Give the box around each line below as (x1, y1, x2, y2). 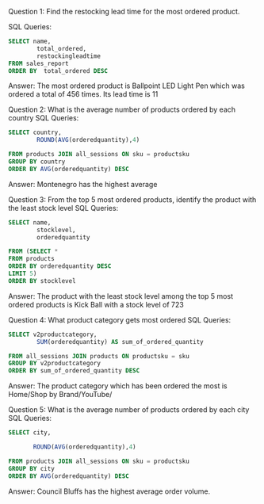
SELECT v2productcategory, (8, 330, 98, 338)
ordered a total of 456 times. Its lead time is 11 (8, 90, 159, 99)
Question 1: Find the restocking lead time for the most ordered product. (8, 7, 240, 16)
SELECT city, (8, 429, 52, 437)
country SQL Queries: (8, 113, 79, 123)
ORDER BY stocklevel (8, 277, 77, 284)
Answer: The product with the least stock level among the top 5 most (8, 291, 234, 300)
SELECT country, (8, 128, 62, 137)
